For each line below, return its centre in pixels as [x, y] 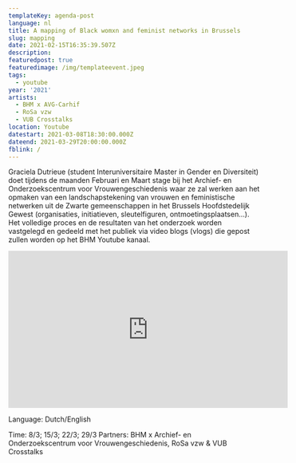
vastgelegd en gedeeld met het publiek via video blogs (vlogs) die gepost [129, 231]
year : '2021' [30, 90]
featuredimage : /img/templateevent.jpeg [77, 68]
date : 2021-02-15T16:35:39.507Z [62, 46]
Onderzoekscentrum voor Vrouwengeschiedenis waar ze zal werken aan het [134, 189]
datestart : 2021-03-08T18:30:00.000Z [71, 134]
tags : [17, 75]
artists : [23, 97]
